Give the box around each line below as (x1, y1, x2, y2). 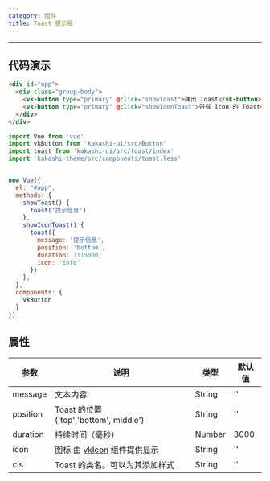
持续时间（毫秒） (55, 429, 120, 440)
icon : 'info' (37, 258, 81, 266)
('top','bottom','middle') (55, 414, 145, 425)
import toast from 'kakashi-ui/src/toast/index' (8, 147, 174, 155)
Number (194, 428, 227, 439)
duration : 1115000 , (37, 251, 103, 259)
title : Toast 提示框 (8, 19, 74, 27)
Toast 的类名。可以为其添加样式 (55, 459, 175, 471)
